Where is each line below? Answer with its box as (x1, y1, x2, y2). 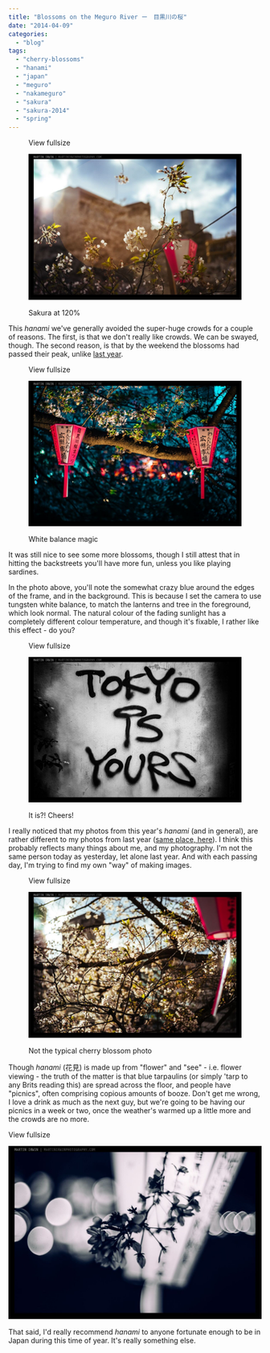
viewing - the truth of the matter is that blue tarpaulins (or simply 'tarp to (8, 1071, 248, 1081)
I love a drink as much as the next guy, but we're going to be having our (8, 1097, 246, 1107)
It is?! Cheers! (28, 811, 74, 820)
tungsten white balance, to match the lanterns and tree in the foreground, (8, 600, 252, 609)
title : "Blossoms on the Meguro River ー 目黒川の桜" (8, 13, 187, 21)
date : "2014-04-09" (8, 21, 74, 30)
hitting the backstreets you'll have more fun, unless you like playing (8, 558, 231, 567)
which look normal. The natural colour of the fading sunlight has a (8, 608, 227, 617)
